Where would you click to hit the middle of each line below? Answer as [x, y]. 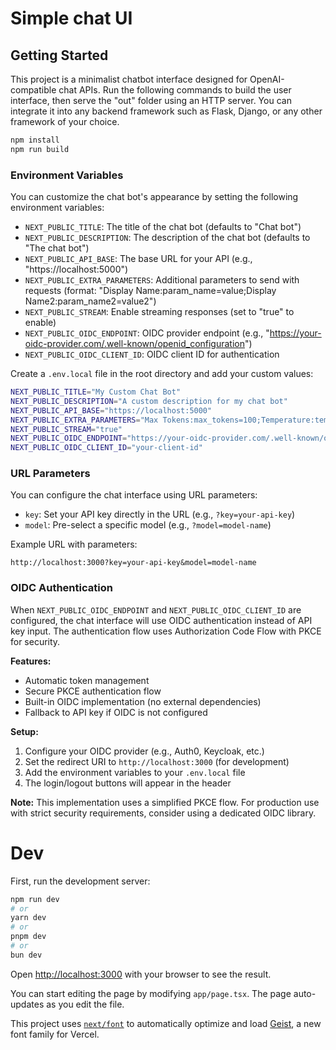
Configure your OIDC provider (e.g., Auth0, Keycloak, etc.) [144, 751]
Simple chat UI [71, 18]
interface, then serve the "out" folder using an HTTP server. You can [151, 100]
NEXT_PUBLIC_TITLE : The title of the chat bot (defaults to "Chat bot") [163, 227]
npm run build [40, 149]
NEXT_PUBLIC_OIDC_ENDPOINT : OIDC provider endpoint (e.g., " [147, 333]
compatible [33, 90]
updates [27, 1004]
